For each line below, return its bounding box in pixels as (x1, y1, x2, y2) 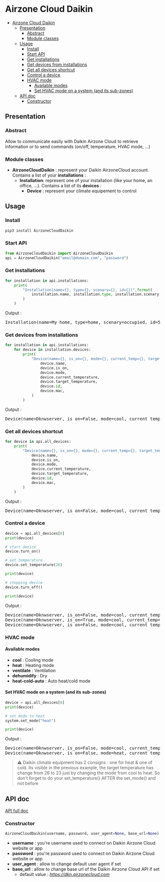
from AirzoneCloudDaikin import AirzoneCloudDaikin (5, 251, 113, 256)
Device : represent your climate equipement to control (27, 188, 137, 194)
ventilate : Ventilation (12, 668, 56, 673)
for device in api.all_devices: (5, 439, 71, 444)
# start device (5, 545, 36, 549)
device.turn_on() (5, 549, 41, 554)
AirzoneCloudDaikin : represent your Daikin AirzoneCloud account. (12, 167, 149, 173)
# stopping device (5, 580, 43, 585)
